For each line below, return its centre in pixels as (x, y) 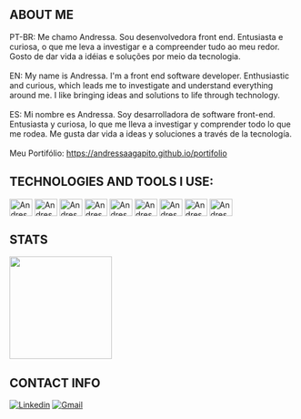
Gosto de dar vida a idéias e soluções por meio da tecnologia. (125, 56)
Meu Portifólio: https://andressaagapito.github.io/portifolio (118, 153)
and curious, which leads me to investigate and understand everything (141, 85)
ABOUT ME (42, 15)
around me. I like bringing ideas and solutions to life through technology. (145, 95)
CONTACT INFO (55, 383)
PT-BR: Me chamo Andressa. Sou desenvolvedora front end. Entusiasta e (146, 36)
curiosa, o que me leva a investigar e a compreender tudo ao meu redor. (145, 46)
